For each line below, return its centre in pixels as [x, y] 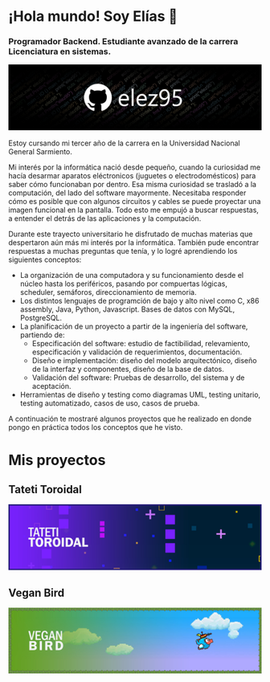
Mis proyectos [57, 460]
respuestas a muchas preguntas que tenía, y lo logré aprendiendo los [123, 251]
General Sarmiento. [40, 152]
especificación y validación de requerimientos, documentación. [137, 352]
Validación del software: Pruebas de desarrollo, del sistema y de [138, 378]
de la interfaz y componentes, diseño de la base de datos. [128, 370]
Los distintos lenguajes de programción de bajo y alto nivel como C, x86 [139, 301]
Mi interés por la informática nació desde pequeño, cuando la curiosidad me [135, 167]
